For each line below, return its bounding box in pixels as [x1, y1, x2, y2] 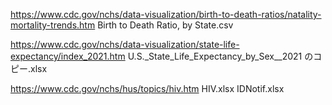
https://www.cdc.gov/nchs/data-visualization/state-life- [10, 39, 240, 50]
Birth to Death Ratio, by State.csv [97, 19, 234, 31]
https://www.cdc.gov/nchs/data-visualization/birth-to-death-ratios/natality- [10, 9, 322, 20]
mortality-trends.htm [10, 19, 96, 31]
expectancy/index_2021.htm [10, 50, 126, 62]
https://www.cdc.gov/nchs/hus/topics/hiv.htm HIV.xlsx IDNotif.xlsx [10, 83, 285, 94]
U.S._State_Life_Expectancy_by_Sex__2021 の [127, 50, 314, 62]
